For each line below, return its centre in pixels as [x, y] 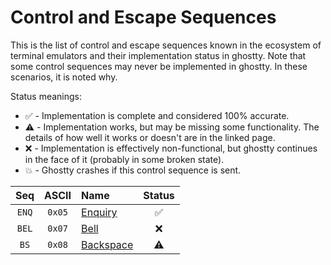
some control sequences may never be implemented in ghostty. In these [159, 66]
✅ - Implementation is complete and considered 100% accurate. [157, 115]
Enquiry [99, 212]
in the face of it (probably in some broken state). [124, 159]
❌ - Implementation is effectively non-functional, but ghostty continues [171, 148]
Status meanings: [46, 96]
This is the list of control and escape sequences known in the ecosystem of [166, 45]
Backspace [107, 244]
